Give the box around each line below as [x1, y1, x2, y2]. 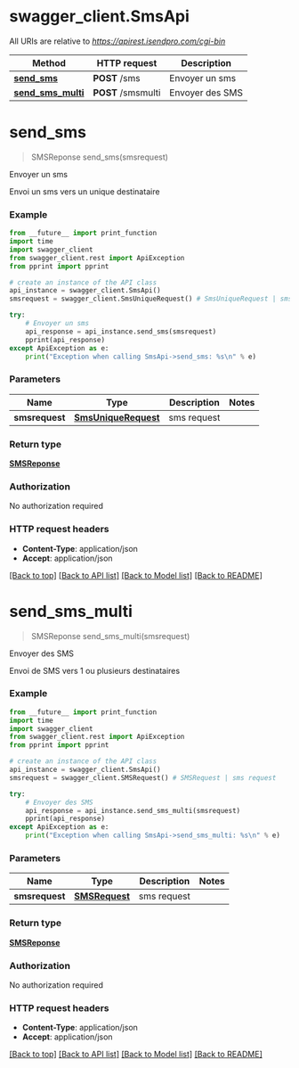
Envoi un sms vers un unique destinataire [9, 185, 160, 197]
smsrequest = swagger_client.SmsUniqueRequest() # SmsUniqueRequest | [9, 294, 277, 304]
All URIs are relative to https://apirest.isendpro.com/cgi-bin [9, 36, 226, 46]
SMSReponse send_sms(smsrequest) [30, 152, 169, 162]
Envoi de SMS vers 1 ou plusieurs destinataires [9, 665, 181, 676]
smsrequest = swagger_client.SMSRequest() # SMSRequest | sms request [9, 773, 277, 782]
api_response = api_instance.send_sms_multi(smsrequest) [25, 806, 241, 815]
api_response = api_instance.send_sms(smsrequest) [25, 327, 217, 336]
